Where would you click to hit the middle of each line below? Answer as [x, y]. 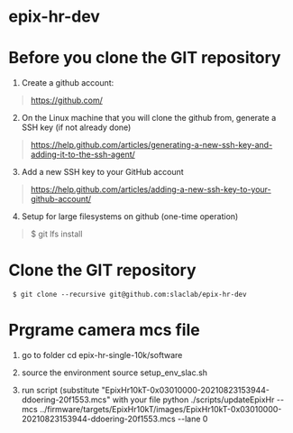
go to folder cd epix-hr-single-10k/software [102, 355]
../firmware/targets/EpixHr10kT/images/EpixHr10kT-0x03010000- [160, 409]
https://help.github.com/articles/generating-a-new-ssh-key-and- [151, 145]
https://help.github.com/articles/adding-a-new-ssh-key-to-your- [151, 189]
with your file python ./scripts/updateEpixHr [193, 400]
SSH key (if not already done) [76, 127]
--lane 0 [193, 419]
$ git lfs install [56, 234]
